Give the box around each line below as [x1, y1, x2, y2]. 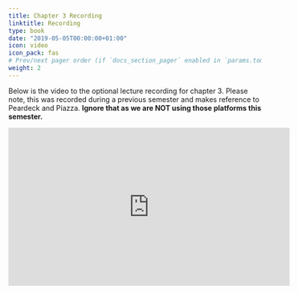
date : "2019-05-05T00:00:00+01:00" [8, 34, 128, 43]
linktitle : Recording [8, 19, 81, 27]
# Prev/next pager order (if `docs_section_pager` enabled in [8, 57, 221, 65]
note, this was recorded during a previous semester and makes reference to [8, 94, 259, 104]
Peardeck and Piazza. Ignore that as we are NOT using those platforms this [8, 103, 262, 112]
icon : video [8, 42, 48, 50]
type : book [8, 26, 45, 35]
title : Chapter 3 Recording [8, 11, 103, 20]
